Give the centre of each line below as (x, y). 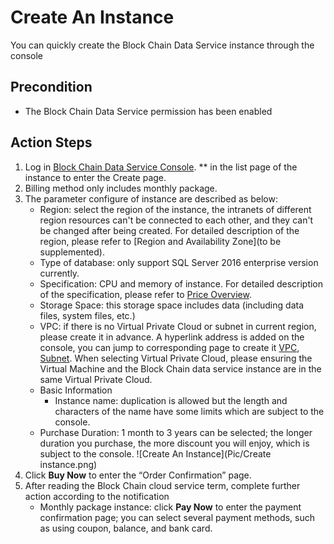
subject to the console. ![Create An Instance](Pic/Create (155, 453)
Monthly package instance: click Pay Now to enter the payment (170, 507)
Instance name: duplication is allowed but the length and (171, 400)
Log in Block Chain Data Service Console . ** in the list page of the (161, 167)
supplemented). (72, 252)
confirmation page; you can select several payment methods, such (177, 517)
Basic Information (76, 390)
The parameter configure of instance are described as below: (151, 198)
